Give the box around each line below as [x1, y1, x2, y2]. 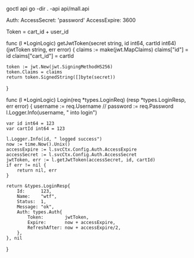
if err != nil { [6, 162, 46, 168]
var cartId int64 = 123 [6, 126, 65, 132]
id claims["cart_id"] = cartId [6, 52, 74, 59]
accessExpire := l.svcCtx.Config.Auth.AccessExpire [6, 147, 137, 153]
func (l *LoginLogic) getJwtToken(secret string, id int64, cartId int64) [6, 40, 177, 46]
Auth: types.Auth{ [17, 209, 62, 215]
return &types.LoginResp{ [6, 183, 70, 189]
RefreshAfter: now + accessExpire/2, [27, 225, 121, 231]
